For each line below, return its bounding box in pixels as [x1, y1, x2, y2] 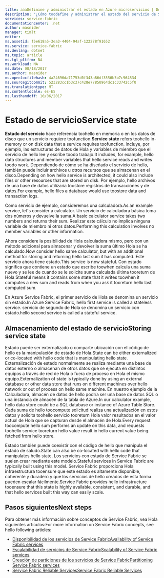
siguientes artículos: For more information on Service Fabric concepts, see [5, 521, 154, 527]
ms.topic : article [5, 52, 42, 58]
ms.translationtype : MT [5, 84, 54, 89]
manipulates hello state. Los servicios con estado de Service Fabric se [5, 453, 147, 459]
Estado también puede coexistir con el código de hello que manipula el [5, 443, 147, 448]
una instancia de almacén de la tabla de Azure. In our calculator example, [5, 397, 151, 402]
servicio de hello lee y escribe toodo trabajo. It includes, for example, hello [5, 152, 154, 157]
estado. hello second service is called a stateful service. [5, 310, 117, 316]
